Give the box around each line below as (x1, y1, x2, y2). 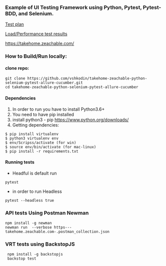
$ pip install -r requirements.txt (5, 149, 79, 154)
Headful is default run (12, 170, 57, 176)
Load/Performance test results (5, 31, 68, 37)
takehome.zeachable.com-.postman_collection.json (5, 229, 110, 234)
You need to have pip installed (12, 111, 74, 117)
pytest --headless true (5, 198, 55, 203)
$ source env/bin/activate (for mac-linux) (5, 144, 97, 149)
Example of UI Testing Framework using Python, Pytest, (5, 4, 142, 11)
